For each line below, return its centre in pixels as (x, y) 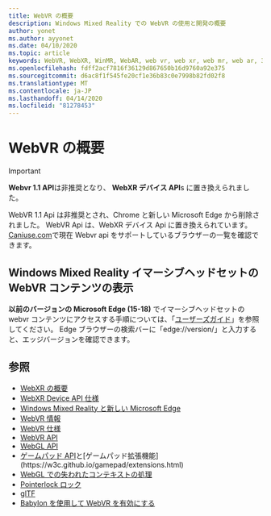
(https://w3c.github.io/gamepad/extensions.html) (102, 464)
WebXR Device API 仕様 (59, 398)
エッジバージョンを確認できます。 (78, 339)
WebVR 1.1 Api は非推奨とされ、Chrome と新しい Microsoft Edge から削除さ (134, 215)
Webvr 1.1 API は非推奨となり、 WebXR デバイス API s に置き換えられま (126, 188)
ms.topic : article (39, 53)
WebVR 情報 (40, 418)
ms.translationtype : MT (48, 83)
